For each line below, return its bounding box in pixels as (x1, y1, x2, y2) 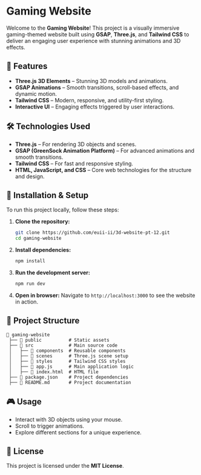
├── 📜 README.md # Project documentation (8, 379, 131, 385)
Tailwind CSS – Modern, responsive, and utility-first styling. (15, 96, 164, 104)
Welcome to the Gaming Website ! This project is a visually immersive (6, 24, 180, 32)
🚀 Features (6, 61, 48, 71)
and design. (15, 173, 45, 180)
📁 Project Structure (6, 316, 80, 326)
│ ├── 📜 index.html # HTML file (8, 368, 99, 375)
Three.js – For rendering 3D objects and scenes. (15, 141, 137, 148)
